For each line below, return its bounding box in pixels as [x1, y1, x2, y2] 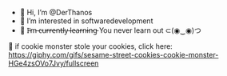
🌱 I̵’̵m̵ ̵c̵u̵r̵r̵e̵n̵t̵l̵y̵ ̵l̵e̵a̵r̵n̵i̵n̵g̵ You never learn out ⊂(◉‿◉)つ [19, 26, 202, 35]
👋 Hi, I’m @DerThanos [19, 8, 93, 17]
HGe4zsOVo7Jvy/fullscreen [8, 58, 99, 68]
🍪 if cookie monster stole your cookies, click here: [8, 42, 173, 51]
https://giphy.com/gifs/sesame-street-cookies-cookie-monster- [8, 50, 219, 59]
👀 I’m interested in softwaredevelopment [19, 16, 153, 26]
